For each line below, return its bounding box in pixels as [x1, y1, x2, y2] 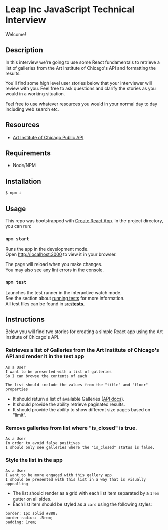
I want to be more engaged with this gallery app [5, 473, 112, 478]
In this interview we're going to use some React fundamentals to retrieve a [5, 59, 160, 65]
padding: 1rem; [5, 520, 37, 525]
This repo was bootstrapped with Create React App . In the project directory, [5, 218, 163, 224]
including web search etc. [5, 106, 59, 112]
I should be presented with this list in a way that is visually [5, 477, 146, 482]
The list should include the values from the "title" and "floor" [5, 382, 148, 387]
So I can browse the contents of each [5, 373, 87, 379]
